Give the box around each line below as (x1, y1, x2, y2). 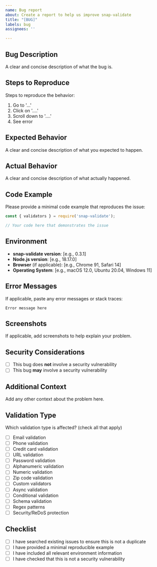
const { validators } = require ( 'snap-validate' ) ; (5, 214, 116, 219)
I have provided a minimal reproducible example (12, 544, 114, 550)
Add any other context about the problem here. (5, 396, 105, 402)
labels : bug (5, 22, 31, 27)
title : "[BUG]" (5, 17, 38, 22)
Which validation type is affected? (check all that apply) (5, 424, 123, 431)
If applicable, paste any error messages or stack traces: (5, 295, 123, 301)
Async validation (12, 487, 48, 493)
